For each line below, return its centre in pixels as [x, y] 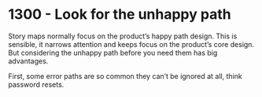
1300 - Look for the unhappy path [120, 14]
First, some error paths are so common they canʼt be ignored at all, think [125, 76]
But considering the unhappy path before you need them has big [113, 52]
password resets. [36, 84]
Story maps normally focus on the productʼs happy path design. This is [123, 36]
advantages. [28, 61]
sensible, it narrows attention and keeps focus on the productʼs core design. [131, 44]
